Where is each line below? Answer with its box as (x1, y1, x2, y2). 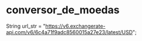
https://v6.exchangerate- (45, 23, 106, 29)
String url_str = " (6, 23, 46, 29)
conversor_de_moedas (6, 3, 120, 17)
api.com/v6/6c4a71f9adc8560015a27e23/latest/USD (6, 28, 133, 35)
